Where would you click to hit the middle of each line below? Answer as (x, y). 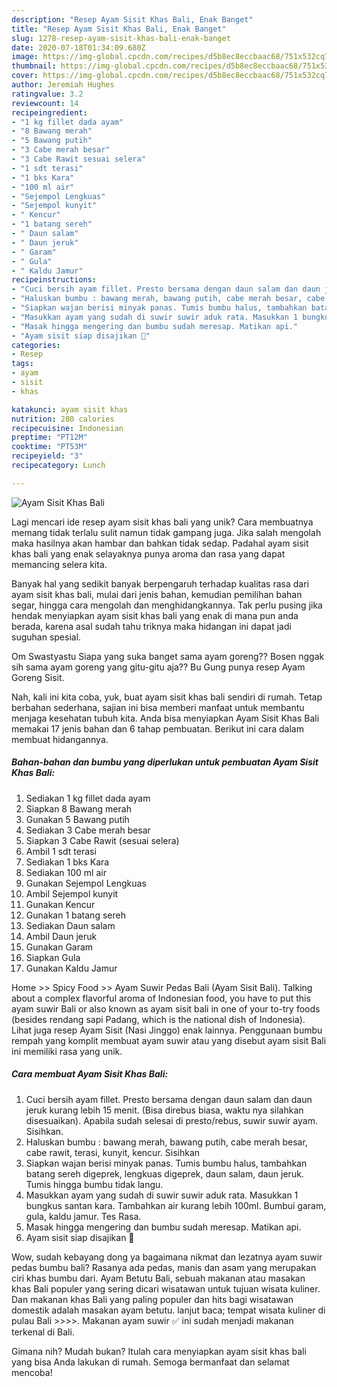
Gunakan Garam (59, 947)
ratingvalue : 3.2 (47, 94)
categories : (36, 345)
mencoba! (32, 1372)
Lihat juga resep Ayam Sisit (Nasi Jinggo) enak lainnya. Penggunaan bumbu (167, 1030)
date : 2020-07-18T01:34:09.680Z (78, 47)
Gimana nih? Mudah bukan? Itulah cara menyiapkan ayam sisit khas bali (159, 1351)
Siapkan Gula (53, 957)
